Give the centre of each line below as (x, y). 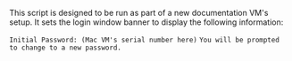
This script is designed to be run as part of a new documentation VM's (139, 13)
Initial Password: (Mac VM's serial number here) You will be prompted (144, 40)
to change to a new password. (66, 48)
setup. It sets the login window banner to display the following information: (146, 22)
